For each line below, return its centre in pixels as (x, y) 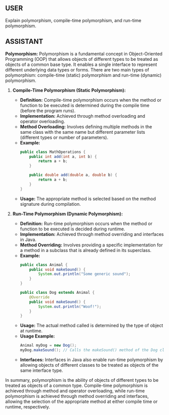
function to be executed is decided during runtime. (72, 229)
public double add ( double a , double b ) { (73, 175)
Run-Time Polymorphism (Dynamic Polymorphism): (68, 214)
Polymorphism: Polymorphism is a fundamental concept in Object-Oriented (84, 54)
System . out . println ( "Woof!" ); (70, 306)
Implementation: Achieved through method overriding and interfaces (92, 234)
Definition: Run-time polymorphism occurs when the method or (86, 223)
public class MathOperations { (53, 152)
